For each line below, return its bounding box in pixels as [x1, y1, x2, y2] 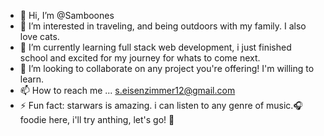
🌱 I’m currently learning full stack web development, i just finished [19, 41, 292, 53]
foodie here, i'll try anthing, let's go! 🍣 [19, 114, 175, 125]
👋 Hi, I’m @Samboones [19, 10, 115, 21]
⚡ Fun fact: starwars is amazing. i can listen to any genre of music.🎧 [19, 100, 303, 111]
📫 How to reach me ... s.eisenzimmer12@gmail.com [19, 85, 236, 96]
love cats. [19, 31, 60, 42]
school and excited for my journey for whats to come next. [19, 52, 261, 64]
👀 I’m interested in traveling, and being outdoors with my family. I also [19, 20, 307, 32]
